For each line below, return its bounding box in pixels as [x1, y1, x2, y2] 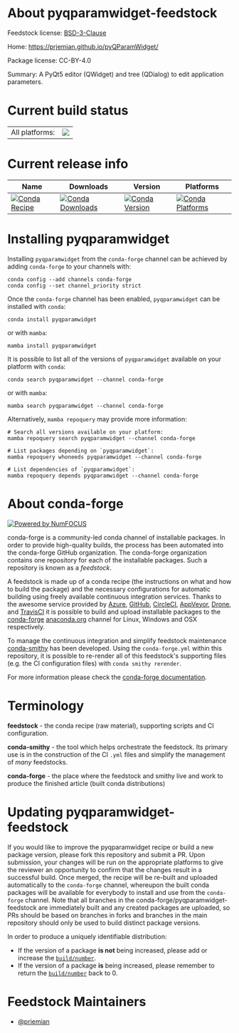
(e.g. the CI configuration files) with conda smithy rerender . [7, 659, 181, 667]
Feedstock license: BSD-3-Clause [7, 28, 107, 37]
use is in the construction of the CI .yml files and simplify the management [7, 750, 225, 759]
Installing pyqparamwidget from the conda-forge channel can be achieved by [7, 254, 228, 263]
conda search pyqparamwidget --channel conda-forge [7, 376, 164, 383]
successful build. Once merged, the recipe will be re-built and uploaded [7, 873, 218, 881]
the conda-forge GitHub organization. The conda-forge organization [7, 548, 208, 557]
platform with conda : [7, 362, 66, 371]
